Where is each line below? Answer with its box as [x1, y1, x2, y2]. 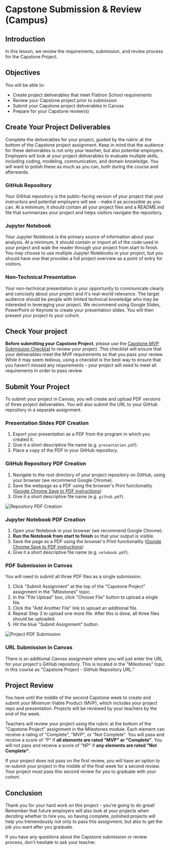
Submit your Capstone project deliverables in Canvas [12, 102, 124, 109]
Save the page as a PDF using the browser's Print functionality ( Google [12, 538, 161, 545]
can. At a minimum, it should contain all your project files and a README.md [5, 204, 164, 210]
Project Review [5, 681, 54, 690]
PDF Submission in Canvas [5, 562, 73, 569]
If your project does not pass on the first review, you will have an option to [5, 758, 160, 764]
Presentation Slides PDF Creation [5, 420, 89, 427]
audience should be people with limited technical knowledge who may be [5, 296, 159, 302]
